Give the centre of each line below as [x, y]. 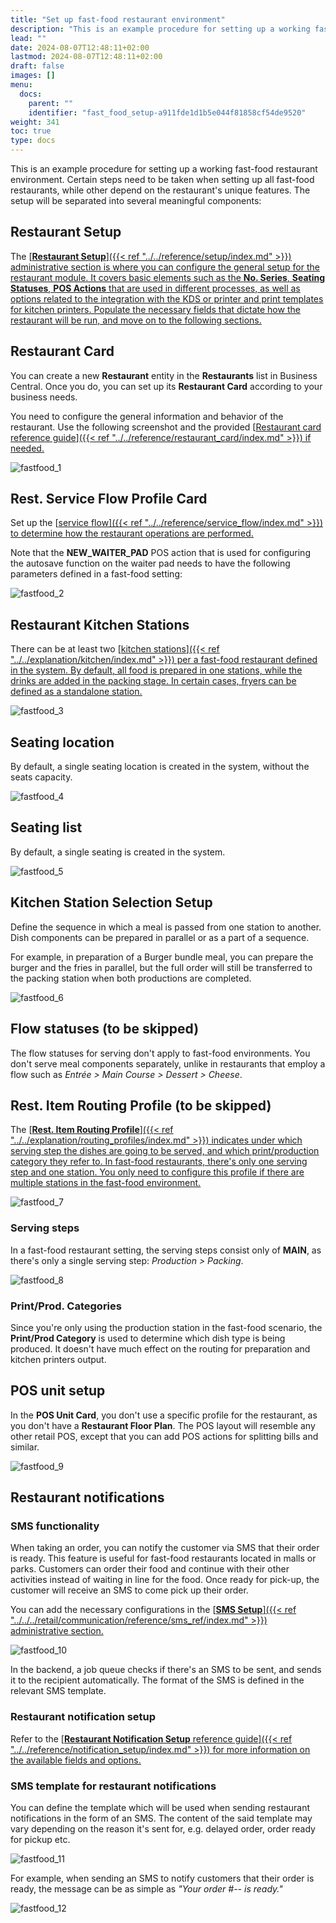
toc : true [31, 131]
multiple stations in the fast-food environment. [106, 1183]
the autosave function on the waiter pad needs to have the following [150, 563]
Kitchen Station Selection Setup [111, 902]
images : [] [33, 76]
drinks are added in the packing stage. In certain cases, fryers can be [153, 681]
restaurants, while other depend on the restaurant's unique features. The [160, 190]
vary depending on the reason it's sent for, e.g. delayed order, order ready [163, 1829]
